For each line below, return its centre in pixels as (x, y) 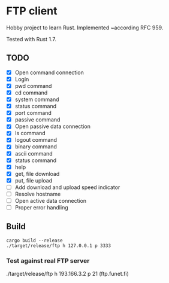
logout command (36, 140)
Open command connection (49, 72)
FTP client (32, 11)
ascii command (34, 153)
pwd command (33, 86)
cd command (31, 92)
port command (33, 113)
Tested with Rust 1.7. (31, 39)
